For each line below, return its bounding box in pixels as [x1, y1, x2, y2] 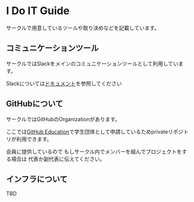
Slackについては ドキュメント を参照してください [6, 80, 122, 87]
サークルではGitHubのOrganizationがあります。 [6, 115, 121, 122]
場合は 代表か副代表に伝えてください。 [11, 155, 105, 163]
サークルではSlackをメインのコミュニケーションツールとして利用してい [6, 60, 179, 67]
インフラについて [6, 174, 68, 184]
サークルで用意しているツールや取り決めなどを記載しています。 [6, 24, 160, 31]
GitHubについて [6, 99, 63, 109]
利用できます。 [16, 135, 52, 143]
